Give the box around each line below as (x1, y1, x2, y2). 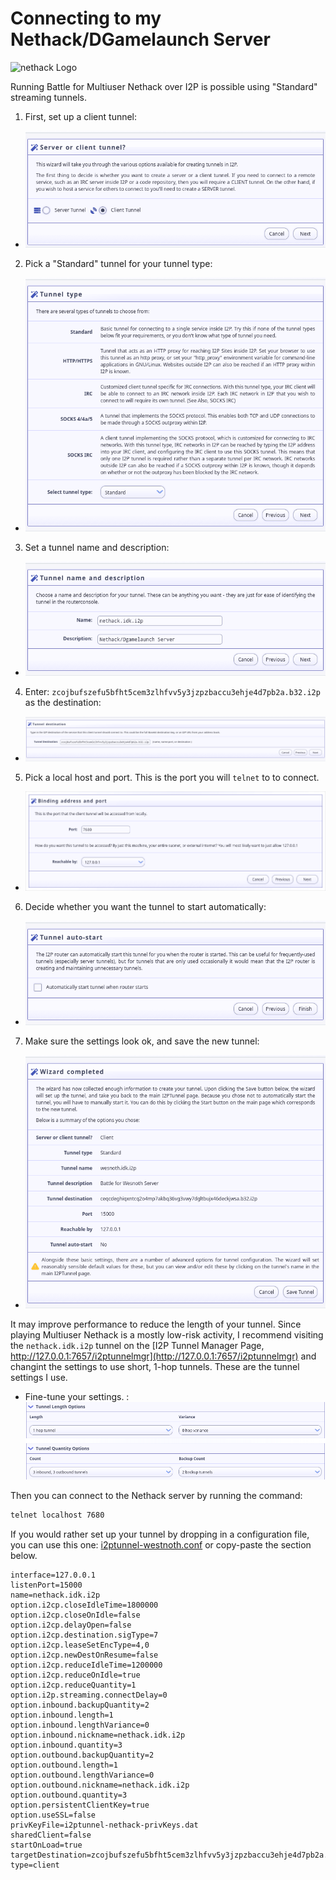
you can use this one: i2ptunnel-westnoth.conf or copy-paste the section (10, 1538, 312, 1551)
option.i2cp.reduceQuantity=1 (10, 1680, 137, 1690)
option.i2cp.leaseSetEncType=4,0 (10, 1640, 150, 1650)
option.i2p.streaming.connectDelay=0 (10, 1690, 168, 1700)
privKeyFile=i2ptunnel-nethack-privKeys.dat (10, 1820, 199, 1830)
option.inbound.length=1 (10, 1710, 114, 1720)
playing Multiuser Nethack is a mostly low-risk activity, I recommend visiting (10, 1329, 324, 1341)
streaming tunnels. (10, 91, 87, 103)
